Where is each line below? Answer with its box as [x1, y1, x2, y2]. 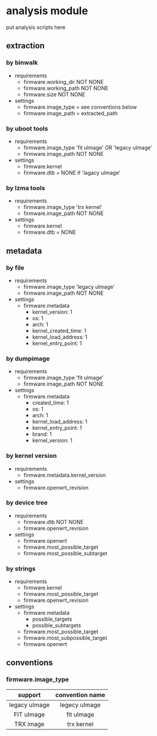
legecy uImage [59, 701, 101, 709]
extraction [6, 41, 45, 51]
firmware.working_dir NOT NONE [23, 78, 104, 85]
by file [6, 263, 25, 272]
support [18, 691, 41, 699]
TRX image [14, 719, 45, 728]
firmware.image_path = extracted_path [23, 109, 118, 116]
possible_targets [32, 615, 72, 623]
